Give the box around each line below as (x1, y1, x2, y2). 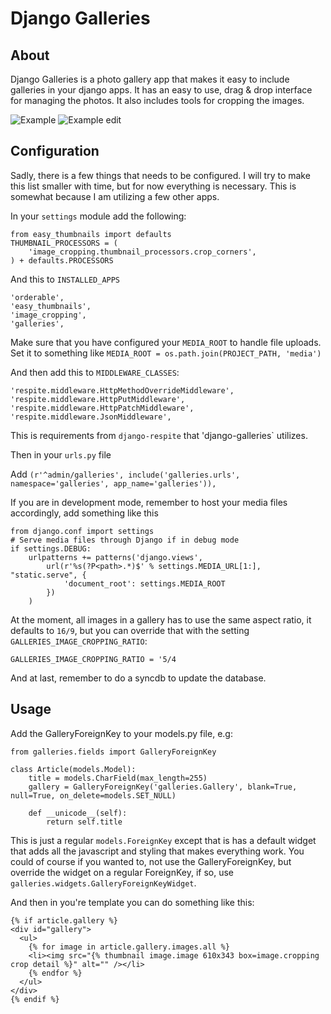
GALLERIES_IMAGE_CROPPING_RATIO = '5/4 (10, 654, 177, 664)
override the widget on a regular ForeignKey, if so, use (10, 866, 235, 878)
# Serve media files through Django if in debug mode (10, 535, 240, 545)
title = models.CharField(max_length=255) (28, 773, 208, 783)
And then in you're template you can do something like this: (10, 896, 255, 908)
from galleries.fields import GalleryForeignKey (10, 747, 217, 757)
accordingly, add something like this (10, 507, 159, 519)
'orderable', (10, 292, 65, 302)
